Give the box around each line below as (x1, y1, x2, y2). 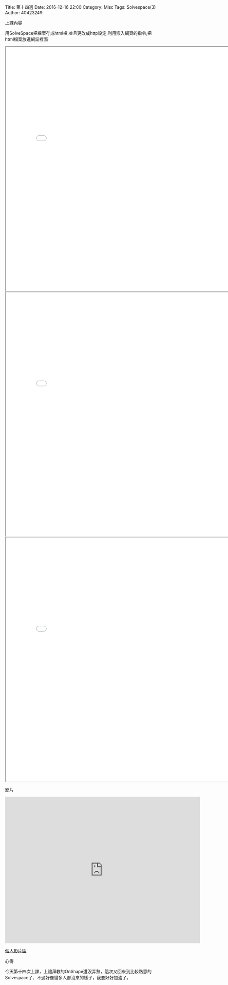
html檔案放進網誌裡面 (5, 36, 48, 42)
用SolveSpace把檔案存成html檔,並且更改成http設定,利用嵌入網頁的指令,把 (5, 30, 152, 36)
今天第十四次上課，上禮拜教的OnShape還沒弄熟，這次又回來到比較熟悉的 (5, 968, 152, 974)
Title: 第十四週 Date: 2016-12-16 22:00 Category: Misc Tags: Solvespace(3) (5, 4, 156, 10)
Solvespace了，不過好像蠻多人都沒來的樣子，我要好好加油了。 (5, 975, 131, 980)
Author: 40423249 (5, 10, 43, 16)
